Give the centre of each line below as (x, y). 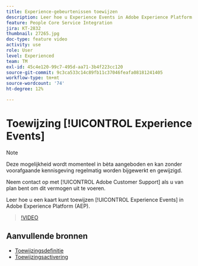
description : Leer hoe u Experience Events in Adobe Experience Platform (99, 17)
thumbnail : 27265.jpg (33, 34)
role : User (20, 50)
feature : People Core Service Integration (59, 23)
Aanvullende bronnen (47, 236)
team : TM (17, 61)
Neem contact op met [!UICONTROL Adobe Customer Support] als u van (95, 182)
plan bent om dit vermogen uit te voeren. (56, 188)
